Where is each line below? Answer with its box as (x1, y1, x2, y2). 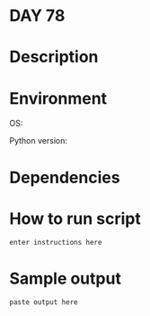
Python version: (9, 135, 67, 146)
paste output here (9, 298, 78, 307)
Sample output (9, 268, 121, 289)
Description (9, 47, 99, 68)
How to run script (9, 209, 141, 228)
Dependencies (9, 167, 120, 188)
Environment (9, 88, 108, 108)
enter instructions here (9, 238, 102, 247)
